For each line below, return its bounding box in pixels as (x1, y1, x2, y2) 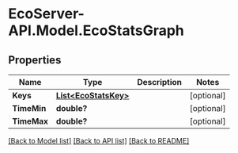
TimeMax (12, 116, 49, 127)
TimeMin (12, 103, 47, 113)
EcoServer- (8, 5, 85, 23)
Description (137, 77, 183, 87)
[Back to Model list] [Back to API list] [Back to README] (8, 136, 190, 145)
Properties (8, 53, 62, 67)
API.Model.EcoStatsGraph (8, 21, 184, 40)
